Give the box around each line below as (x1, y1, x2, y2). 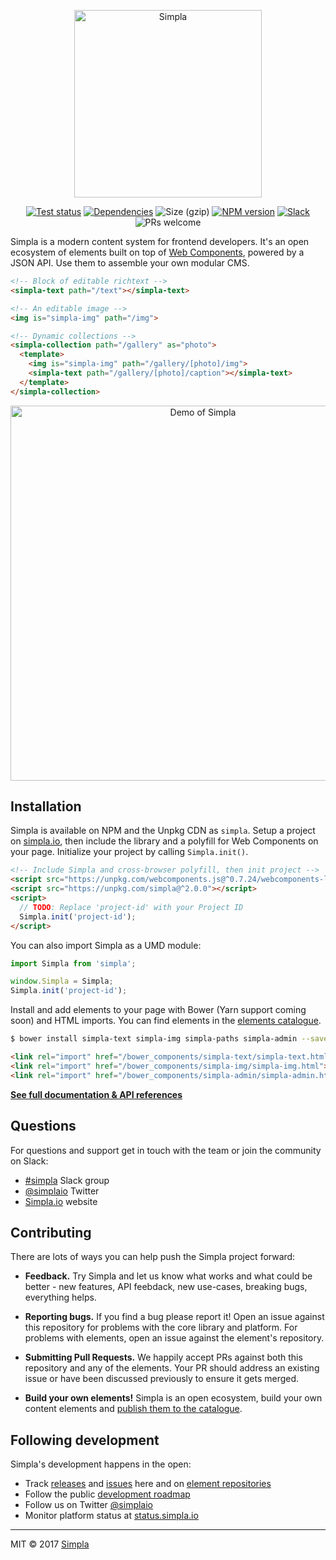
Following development (10, 1431, 160, 1449)
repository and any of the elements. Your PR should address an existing (24, 1362, 320, 1374)
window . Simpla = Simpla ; (10, 976, 114, 987)
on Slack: (10, 1155, 49, 1167)
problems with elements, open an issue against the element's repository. (24, 1332, 325, 1344)
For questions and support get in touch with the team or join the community (10, 1144, 322, 1156)
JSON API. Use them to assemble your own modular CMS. (10, 257, 250, 269)
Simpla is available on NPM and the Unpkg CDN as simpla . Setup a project (10, 825, 316, 837)
